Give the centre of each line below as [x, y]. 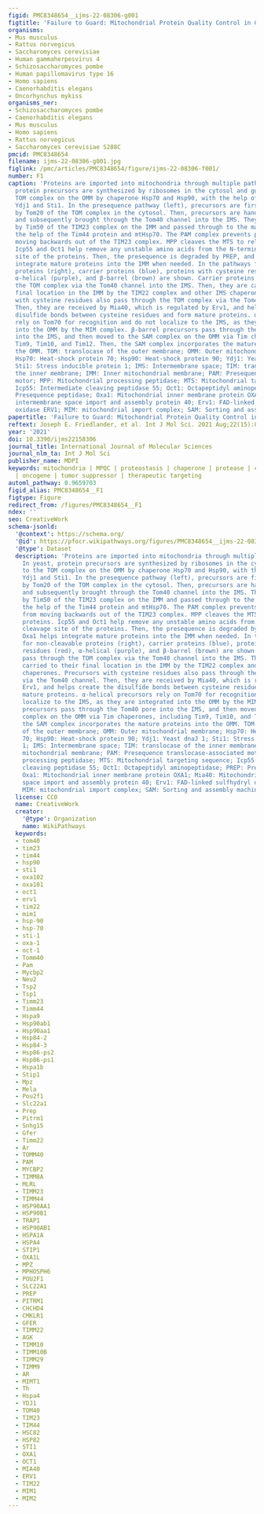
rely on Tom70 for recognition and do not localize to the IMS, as [128, 322]
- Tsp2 [26, 987]
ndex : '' [22, 512]
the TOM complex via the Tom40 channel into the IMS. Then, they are [131, 286]
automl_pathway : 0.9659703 [52, 483]
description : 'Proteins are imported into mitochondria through [123, 556]
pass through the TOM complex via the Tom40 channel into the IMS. [135, 658]
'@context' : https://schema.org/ [70, 534]
